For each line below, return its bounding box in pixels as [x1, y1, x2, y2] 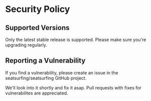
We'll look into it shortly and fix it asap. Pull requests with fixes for [5, 84, 142, 90]
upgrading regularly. [5, 42, 47, 48]
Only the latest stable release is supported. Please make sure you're [5, 36, 146, 42]
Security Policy [5, 3, 70, 15]
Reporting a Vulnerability [5, 56, 86, 65]
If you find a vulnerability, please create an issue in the [5, 69, 118, 75]
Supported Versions [5, 23, 69, 32]
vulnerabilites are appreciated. [5, 90, 68, 96]
